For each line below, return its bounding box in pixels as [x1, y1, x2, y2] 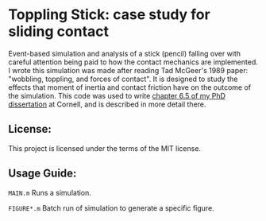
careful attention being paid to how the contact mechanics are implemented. [8, 57, 258, 67]
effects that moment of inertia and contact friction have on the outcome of [8, 82, 252, 92]
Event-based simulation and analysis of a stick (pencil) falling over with [8, 48, 241, 58]
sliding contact [8, 22, 110, 41]
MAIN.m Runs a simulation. [8, 188, 91, 197]
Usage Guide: [8, 167, 77, 180]
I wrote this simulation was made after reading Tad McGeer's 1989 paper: [8, 65, 249, 75]
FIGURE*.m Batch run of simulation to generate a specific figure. [8, 203, 214, 212]
